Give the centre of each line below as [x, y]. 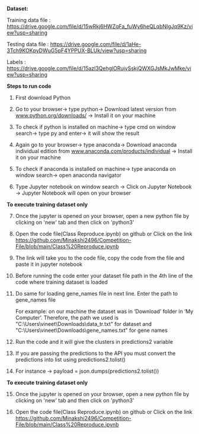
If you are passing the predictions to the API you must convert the [95, 353]
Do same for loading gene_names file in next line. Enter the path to [97, 294]
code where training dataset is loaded [62, 282]
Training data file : [29, 20]
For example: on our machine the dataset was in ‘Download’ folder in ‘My [104, 311]
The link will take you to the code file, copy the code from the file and [100, 258]
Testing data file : [28, 44]
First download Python [43, 98]
